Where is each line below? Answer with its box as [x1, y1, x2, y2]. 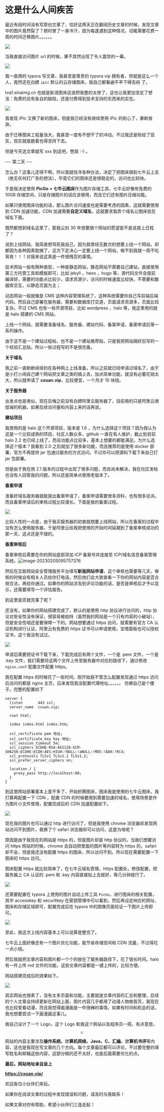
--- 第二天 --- [5, 159, 33, 165]
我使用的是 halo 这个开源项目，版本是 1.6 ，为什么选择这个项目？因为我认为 [5, 425, 157, 431]
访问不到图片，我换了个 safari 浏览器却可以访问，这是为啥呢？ [9, 826, 134, 832]
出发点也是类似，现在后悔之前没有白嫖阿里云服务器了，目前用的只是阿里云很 [5, 398, 159, 404]
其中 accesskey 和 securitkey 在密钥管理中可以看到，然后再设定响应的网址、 [5, 897, 160, 903]
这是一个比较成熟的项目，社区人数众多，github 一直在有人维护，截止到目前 [5, 431, 156, 437]
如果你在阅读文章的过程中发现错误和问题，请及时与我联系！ [5, 1091, 125, 1097]
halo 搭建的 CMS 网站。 [10, 311, 59, 317]
